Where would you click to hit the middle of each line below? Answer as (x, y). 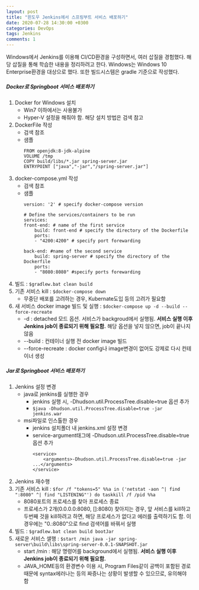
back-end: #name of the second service (73, 251)
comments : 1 (21, 39)
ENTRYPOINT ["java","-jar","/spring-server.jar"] (86, 166)
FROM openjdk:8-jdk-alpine (57, 151)
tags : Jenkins (24, 34)
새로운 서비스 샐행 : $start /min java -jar (65, 538)
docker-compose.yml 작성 (46, 178)
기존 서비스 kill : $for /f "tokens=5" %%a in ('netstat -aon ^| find (97, 488)
